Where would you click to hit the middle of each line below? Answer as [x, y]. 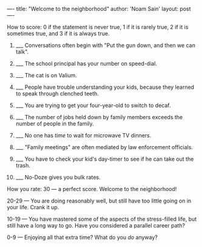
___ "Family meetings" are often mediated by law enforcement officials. [104, 147]
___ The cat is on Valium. [46, 75]
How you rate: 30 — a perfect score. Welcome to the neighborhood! [92, 189]
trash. [23, 165]
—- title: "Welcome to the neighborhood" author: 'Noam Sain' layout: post [99, 9]
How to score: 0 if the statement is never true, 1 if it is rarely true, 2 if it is [98, 27]
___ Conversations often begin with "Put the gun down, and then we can [106, 45]
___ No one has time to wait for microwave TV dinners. [83, 135]
